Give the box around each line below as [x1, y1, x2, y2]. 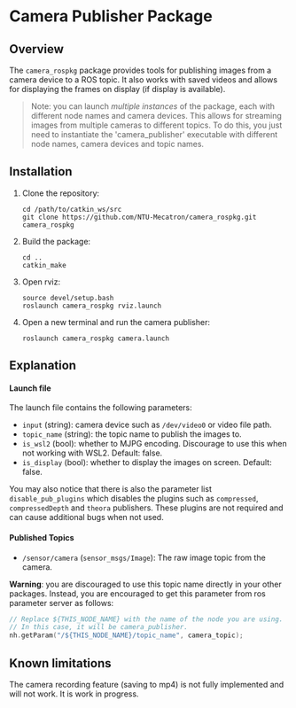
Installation [9, 164, 73, 179]
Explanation [9, 358, 77, 373]
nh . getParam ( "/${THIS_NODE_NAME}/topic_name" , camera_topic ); [9, 631, 244, 640]
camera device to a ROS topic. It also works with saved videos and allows [9, 74, 277, 85]
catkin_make [21, 261, 66, 269]
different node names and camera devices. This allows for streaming [30, 111, 282, 121]
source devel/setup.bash [21, 293, 114, 302]
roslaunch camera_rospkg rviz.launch [21, 301, 162, 310]
